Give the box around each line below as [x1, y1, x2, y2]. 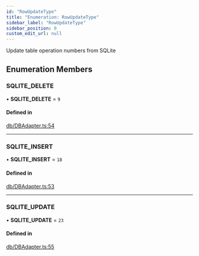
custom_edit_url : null [6, 31, 62, 37]
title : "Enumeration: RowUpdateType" [6, 14, 99, 20]
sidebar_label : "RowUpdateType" [6, 20, 86, 25]
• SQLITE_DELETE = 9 [6, 95, 60, 103]
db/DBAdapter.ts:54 [6, 122, 55, 129]
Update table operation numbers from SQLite [6, 47, 116, 54]
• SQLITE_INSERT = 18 [6, 156, 62, 163]
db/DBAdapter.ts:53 [6, 183, 54, 190]
